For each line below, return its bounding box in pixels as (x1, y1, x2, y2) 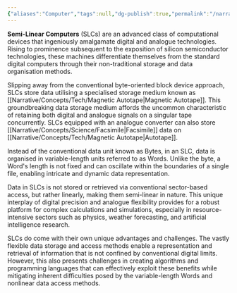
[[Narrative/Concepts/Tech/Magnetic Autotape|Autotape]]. (7, 133, 178, 142)
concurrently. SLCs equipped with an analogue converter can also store (7, 118, 217, 127)
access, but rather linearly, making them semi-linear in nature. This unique (7, 190, 224, 199)
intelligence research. (7, 220, 71, 229)
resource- (193, 205, 222, 213)
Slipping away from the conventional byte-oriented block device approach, (7, 80, 225, 89)
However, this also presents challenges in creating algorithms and (7, 256, 199, 265)
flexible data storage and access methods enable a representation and (7, 241, 213, 250)
